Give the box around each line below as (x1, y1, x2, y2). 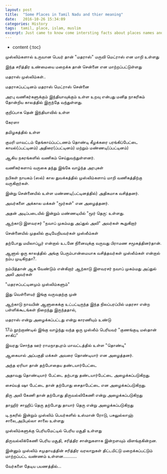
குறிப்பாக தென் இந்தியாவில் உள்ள (5, 109, 70, 115)
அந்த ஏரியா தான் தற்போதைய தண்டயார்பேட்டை (5, 362, 97, 368)
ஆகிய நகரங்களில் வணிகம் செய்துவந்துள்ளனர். (5, 155, 95, 160)
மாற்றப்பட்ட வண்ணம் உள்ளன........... (5, 453, 77, 459)
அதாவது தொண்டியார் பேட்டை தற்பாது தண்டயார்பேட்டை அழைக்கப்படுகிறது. (5, 372, 151, 378)
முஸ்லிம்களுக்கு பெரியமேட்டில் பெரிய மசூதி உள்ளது (5, 428, 102, 434)
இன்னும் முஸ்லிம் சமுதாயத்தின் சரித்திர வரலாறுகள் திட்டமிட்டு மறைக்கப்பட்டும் (5, 448, 153, 454)
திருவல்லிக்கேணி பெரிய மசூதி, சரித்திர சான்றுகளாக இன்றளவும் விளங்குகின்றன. (5, 438, 158, 444)
